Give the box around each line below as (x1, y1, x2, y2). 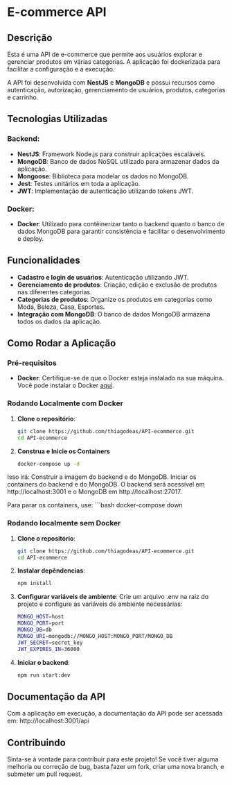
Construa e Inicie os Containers (17, 447, 111, 455)
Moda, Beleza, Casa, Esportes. (17, 303, 105, 311)
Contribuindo (7, 736, 66, 748)
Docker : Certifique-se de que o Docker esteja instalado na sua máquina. (17, 374, 224, 382)
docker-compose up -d (17, 460, 80, 467)
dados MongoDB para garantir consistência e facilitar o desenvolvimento (17, 227, 226, 235)
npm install (17, 580, 52, 587)
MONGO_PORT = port (17, 620, 64, 627)
